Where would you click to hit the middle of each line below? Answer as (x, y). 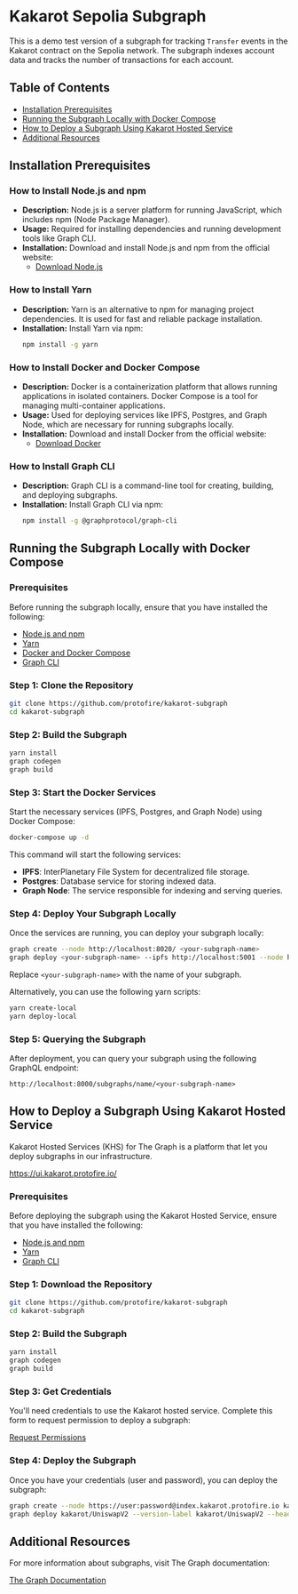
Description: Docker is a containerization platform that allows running (149, 386)
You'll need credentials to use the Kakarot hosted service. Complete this (141, 1411)
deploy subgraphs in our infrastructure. (81, 1156)
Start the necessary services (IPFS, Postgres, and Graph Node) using (136, 812)
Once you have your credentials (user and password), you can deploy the (143, 1480)
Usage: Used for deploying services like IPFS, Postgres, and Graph (145, 414)
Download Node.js (69, 267)
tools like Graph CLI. (59, 238)
